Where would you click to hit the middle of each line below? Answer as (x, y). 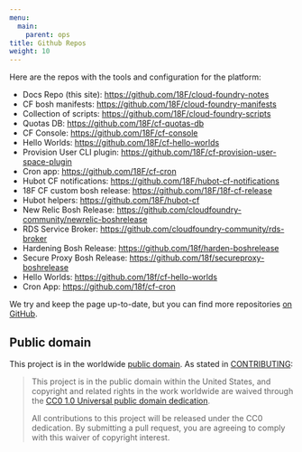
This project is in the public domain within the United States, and (151, 381)
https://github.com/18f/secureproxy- (197, 258)
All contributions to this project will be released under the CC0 (147, 418)
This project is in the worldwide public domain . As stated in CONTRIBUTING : (151, 363)
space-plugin (47, 162)
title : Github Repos (48, 43)
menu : (19, 18)
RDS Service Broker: (60, 229)
